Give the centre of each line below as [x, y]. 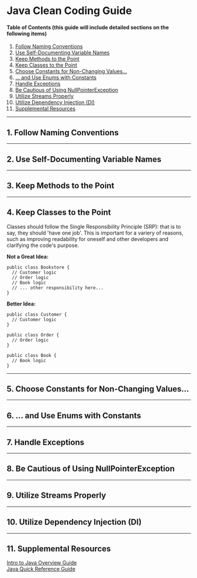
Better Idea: [21, 304]
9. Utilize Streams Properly [56, 496]
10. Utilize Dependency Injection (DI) [74, 522]
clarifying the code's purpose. [43, 245]
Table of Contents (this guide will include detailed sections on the [88, 27]
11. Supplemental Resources [59, 548]
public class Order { [33, 335]
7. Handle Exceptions [46, 442]
